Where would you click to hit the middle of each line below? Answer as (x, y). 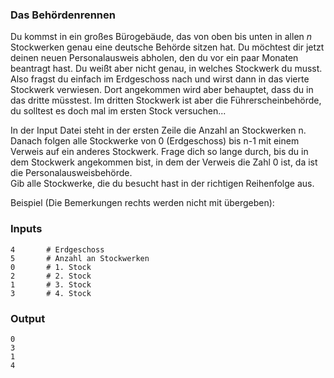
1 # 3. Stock (51, 284)
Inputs (26, 229)
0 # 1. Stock (51, 267)
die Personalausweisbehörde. (71, 173)
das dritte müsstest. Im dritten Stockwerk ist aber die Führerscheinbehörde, (166, 100)
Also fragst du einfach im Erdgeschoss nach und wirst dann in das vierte (160, 79)
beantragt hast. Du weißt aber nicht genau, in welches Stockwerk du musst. (166, 69)
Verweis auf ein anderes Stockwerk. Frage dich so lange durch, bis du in (159, 152)
